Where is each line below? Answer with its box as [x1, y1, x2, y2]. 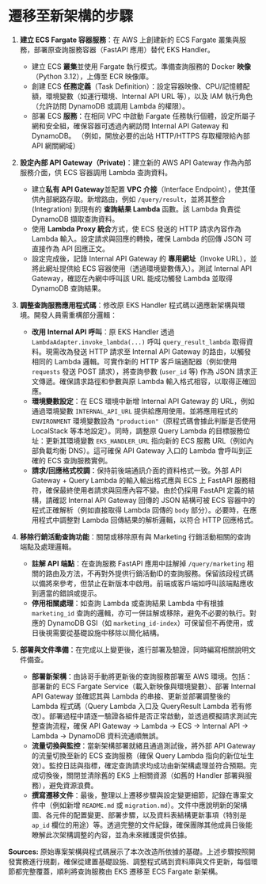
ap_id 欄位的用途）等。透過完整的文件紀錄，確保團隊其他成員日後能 [31, 820, 253, 829]
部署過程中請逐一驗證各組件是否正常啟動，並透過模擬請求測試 [48, 711, 251, 721]
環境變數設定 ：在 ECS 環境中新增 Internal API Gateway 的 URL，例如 [31, 396, 255, 406]
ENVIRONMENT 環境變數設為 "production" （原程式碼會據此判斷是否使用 [31, 416, 256, 425]
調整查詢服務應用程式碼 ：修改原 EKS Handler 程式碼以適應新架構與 [19, 300, 239, 310]
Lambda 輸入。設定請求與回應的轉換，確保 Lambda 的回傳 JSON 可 [31, 234, 252, 243]
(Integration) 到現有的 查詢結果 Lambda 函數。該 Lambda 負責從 [31, 204, 241, 214]
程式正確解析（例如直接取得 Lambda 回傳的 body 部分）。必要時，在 [31, 505, 251, 515]
